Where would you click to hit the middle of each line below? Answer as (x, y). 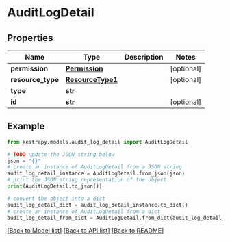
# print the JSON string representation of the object (87, 180)
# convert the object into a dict (56, 199)
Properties (30, 38)
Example (26, 126)
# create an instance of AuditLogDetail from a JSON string (95, 167)
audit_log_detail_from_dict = (50, 218)
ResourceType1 (92, 80)
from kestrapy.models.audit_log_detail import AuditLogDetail (98, 142)
